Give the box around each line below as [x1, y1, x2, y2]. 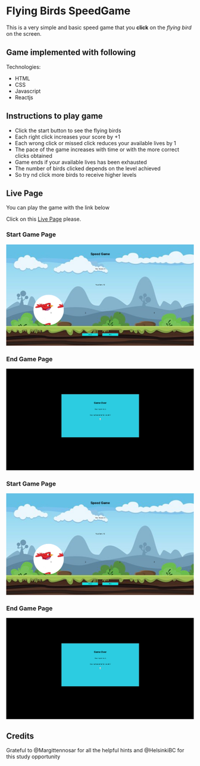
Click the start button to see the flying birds [14, 127, 121, 134]
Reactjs [14, 93, 34, 101]
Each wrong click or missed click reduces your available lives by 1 [14, 139, 177, 146]
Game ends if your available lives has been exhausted [14, 158, 147, 165]
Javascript [14, 87, 41, 95]
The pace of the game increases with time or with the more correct [14, 146, 180, 153]
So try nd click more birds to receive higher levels [14, 171, 137, 178]
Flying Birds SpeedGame [6, 4, 131, 18]
